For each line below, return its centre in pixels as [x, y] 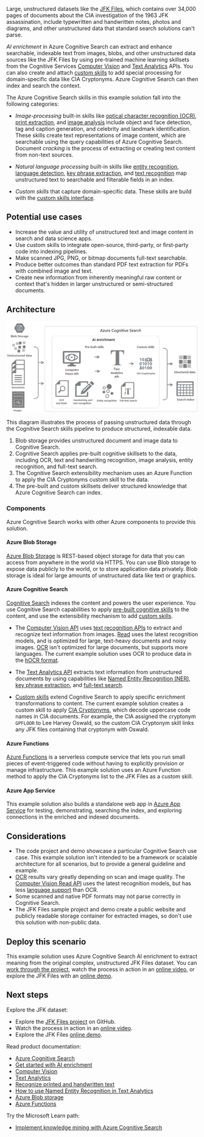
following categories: [33, 104]
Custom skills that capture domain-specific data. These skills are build [103, 191]
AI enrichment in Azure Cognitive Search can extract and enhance [89, 46]
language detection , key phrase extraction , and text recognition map [101, 173]
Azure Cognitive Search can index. [58, 493]
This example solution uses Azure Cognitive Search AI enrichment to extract [102, 957]
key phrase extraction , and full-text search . [69, 685]
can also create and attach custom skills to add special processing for [94, 72]
